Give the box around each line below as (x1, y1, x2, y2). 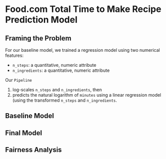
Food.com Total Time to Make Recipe (5, 3, 162, 15)
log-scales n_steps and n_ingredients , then (12, 87, 102, 93)
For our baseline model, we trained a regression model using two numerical (5, 47, 161, 53)
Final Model (5, 129, 42, 137)
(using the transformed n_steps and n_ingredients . (12, 97, 117, 103)
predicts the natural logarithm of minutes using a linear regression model (12, 92, 162, 98)
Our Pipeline (5, 77, 32, 83)
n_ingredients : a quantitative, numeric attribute (12, 67, 110, 73)
